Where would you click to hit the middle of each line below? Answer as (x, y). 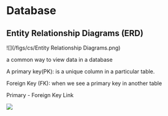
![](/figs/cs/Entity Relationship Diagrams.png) (63, 48)
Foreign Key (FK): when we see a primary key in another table (84, 83)
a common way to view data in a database (59, 60)
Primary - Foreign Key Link (40, 95)
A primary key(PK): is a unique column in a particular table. (81, 71)
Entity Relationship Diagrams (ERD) (75, 33)
